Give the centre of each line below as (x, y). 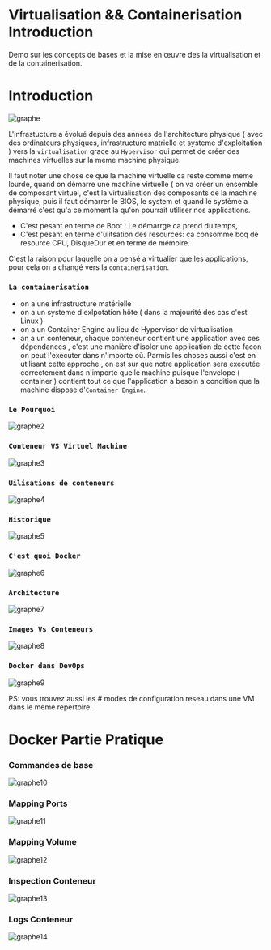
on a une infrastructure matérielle (76, 304)
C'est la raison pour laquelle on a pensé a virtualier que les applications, (128, 258)
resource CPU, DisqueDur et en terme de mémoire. (105, 243)
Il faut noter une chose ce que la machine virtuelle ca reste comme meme (131, 175)
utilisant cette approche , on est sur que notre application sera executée (140, 364)
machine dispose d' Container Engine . (83, 390)
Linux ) (32, 321)
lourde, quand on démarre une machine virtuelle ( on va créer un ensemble (133, 184)
